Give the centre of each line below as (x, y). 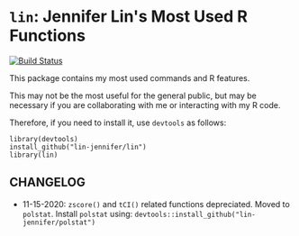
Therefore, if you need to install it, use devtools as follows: (118, 123)
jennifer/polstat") (59, 222)
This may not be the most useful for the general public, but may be (133, 95)
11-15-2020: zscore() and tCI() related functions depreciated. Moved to (156, 204)
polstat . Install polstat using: (77, 213)
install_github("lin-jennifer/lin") (78, 147)
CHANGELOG (47, 182)
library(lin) (34, 155)
